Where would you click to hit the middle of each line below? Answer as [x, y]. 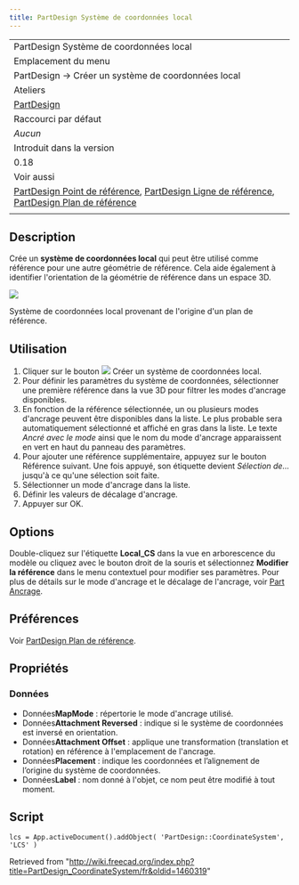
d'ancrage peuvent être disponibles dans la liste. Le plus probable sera [152, 418]
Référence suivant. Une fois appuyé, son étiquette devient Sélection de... [156, 466]
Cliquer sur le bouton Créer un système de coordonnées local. [142, 371]
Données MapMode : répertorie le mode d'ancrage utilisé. [128, 713]
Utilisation [38, 349]
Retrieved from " [39, 862]
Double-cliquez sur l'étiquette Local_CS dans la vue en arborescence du [142, 554]
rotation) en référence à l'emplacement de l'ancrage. [119, 751]
